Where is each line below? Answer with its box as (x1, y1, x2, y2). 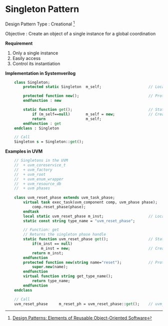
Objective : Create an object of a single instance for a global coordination (5, 30, 156, 36)
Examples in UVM (5, 148, 43, 154)
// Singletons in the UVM (14, 158, 68, 163)
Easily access (12, 55, 41, 61)
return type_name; (31, 279, 70, 284)
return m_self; (31, 116, 101, 121)
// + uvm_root (14, 172, 46, 177)
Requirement (5, 40, 33, 46)
